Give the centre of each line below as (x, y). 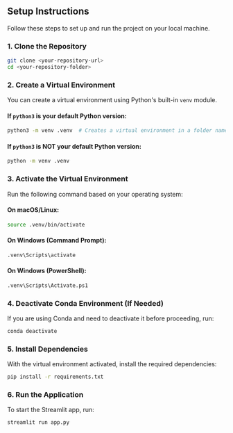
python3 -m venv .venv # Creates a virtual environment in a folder (110, 131)
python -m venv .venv (38, 161)
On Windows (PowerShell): (47, 271)
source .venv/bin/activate (46, 224)
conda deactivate (32, 332)
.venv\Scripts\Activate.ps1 (48, 285)
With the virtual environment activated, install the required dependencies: (112, 364)
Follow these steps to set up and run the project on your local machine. (109, 28)
